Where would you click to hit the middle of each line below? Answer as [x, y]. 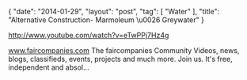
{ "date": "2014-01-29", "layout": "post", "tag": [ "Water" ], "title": [114, 11]
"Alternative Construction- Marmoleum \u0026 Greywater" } [106, 20]
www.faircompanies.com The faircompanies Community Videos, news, [124, 50]
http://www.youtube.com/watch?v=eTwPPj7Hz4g [89, 35]
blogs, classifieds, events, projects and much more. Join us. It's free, [120, 59]
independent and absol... [49, 67]
